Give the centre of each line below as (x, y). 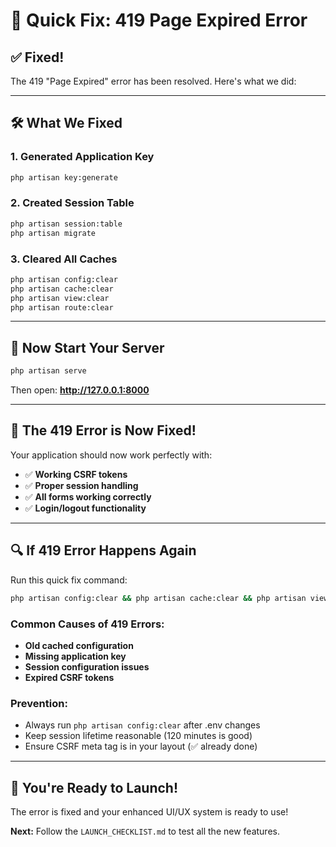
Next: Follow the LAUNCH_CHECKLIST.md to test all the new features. (145, 831)
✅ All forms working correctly (88, 496)
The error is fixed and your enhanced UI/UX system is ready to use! (149, 812)
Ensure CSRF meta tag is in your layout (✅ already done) (141, 746)
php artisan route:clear (62, 307)
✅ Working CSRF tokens (76, 474)
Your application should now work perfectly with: (111, 455)
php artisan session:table (66, 224)
